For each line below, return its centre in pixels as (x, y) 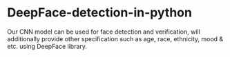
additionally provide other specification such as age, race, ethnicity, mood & (115, 38)
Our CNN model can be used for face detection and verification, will (104, 32)
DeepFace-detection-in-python (99, 13)
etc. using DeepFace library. (47, 46)
